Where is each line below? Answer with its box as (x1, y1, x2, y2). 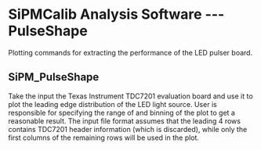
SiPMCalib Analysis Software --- (8, 5, 225, 23)
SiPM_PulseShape (8, 70, 100, 84)
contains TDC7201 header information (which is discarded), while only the (8, 124, 248, 134)
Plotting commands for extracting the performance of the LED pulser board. (8, 48, 253, 57)
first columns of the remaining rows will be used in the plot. (8, 133, 200, 142)
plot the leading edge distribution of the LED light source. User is (8, 99, 217, 109)
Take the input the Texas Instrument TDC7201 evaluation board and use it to (8, 91, 253, 101)
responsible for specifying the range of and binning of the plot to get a (8, 108, 235, 117)
